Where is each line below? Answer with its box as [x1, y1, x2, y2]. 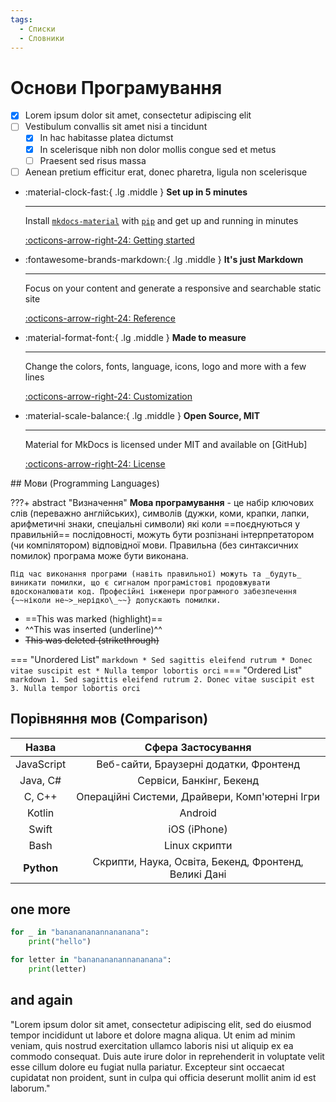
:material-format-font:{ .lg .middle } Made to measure [24, 331, 247, 343]
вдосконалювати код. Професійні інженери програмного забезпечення [10, 586, 298, 596]
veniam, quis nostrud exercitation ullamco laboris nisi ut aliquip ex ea [10, 1039, 294, 1051]
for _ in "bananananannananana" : [10, 927, 150, 938]
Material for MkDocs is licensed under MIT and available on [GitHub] [24, 438, 308, 450]
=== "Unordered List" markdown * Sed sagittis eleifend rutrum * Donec [10, 653, 313, 665]
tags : [10, 14, 33, 25]
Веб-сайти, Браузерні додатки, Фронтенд [96, 757, 300, 771]
